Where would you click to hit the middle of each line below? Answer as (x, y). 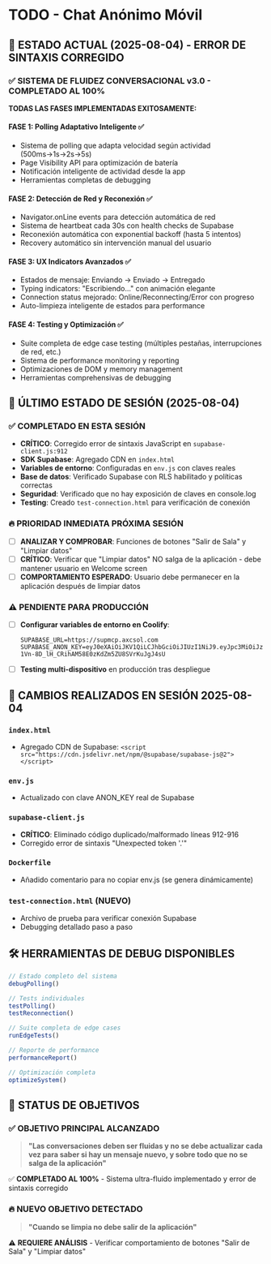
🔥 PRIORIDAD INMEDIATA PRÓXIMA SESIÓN (96, 523)
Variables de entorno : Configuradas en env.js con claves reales (128, 468)
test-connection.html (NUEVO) (70, 901)
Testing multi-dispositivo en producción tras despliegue (115, 669)
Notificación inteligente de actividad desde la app (103, 171)
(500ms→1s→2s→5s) (56, 154)
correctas (36, 485)
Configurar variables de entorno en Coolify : (95, 625)
